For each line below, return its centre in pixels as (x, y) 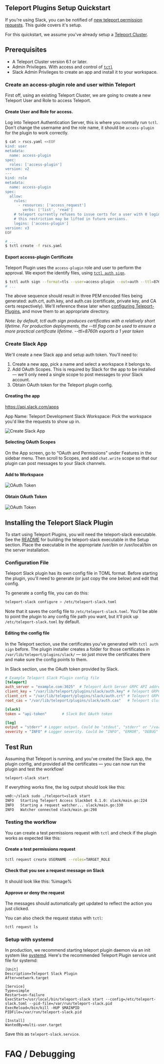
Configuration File (27, 563)
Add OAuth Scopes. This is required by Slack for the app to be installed (83, 369)
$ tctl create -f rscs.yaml (34, 246)
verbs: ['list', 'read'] (48, 210)
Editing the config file (27, 633)
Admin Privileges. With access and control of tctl (62, 67)
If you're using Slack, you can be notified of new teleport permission (74, 20)
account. (21, 379)
